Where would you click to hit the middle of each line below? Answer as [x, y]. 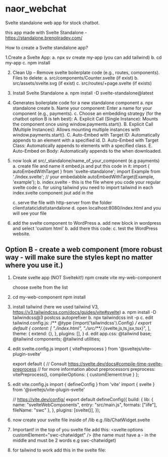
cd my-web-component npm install [49, 297]
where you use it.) [34, 265]
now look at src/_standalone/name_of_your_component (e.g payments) [86, 160]
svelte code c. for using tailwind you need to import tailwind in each [83, 187]
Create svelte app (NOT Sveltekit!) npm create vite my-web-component [87, 277]
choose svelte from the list [40, 287]
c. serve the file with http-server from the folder [62, 203]
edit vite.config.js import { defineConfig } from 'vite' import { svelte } [83, 384]
